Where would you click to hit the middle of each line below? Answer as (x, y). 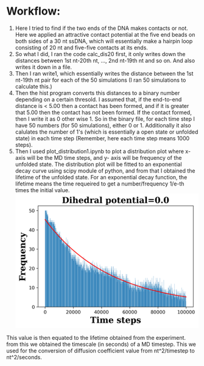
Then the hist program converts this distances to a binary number (97, 93)
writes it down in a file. (43, 67)
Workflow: (33, 11)
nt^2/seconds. (24, 357)
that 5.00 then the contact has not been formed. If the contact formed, (103, 112)
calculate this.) (34, 86)
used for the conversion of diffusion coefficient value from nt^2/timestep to (100, 350)
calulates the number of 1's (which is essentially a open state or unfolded (107, 132)
